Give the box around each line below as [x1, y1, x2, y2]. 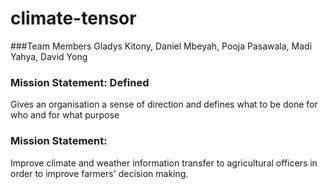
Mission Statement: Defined [10, 75, 150, 89]
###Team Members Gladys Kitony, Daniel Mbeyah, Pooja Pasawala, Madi [10, 40, 313, 52]
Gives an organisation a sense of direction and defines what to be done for [10, 98, 318, 111]
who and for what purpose [10, 109, 120, 121]
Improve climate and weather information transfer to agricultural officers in [10, 157, 318, 169]
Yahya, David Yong [10, 50, 88, 62]
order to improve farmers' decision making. [10, 167, 189, 179]
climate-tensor [10, 7, 137, 30]
